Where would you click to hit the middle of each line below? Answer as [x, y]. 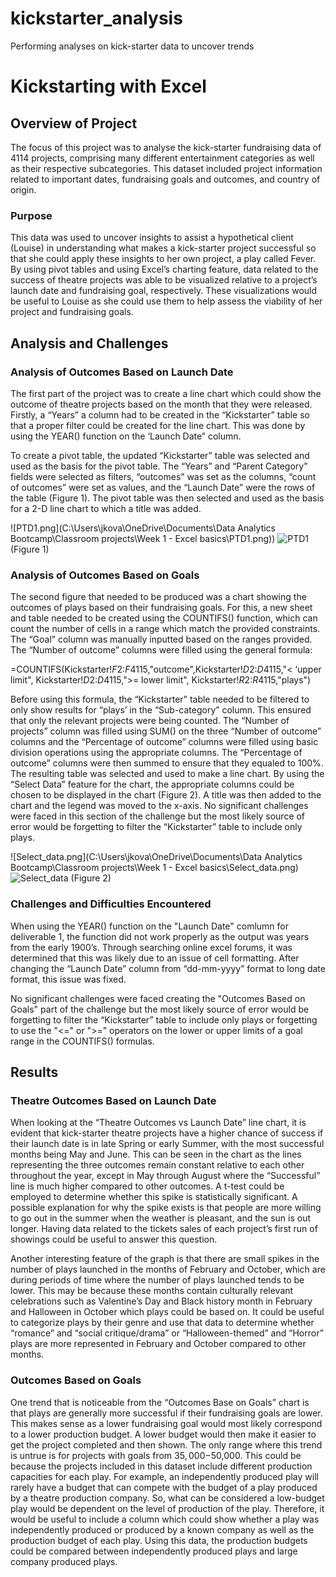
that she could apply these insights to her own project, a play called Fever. [163, 259]
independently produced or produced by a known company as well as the [162, 1529]
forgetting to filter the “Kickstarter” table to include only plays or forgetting [164, 1019]
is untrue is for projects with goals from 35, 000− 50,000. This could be [156, 1455]
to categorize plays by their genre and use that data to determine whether [162, 1323]
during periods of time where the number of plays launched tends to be [157, 1280]
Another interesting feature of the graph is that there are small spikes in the [165, 1259]
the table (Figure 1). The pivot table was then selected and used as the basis [167, 498]
